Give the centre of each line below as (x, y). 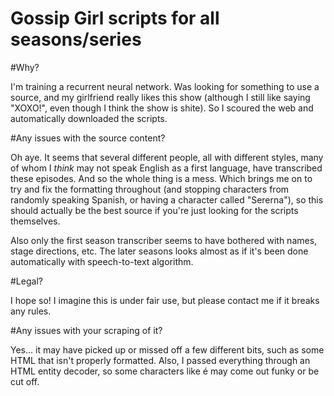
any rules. (31, 311)
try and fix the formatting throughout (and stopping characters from (150, 189)
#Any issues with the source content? (88, 138)
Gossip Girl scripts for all (115, 18)
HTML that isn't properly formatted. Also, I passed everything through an (160, 360)
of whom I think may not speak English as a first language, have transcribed (166, 168)
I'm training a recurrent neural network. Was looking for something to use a (165, 86)
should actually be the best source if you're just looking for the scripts (154, 210)
